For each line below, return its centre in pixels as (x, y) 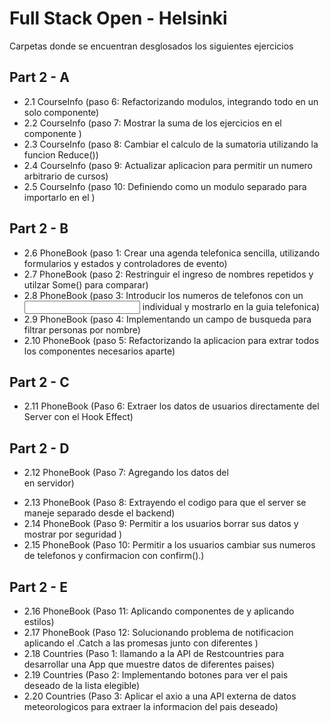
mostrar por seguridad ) (73, 534)
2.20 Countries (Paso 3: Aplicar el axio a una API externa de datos (160, 696)
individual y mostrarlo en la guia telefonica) (231, 306)
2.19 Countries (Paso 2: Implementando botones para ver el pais (156, 675)
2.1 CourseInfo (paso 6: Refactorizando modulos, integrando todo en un (171, 101)
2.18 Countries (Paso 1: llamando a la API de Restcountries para (153, 653)
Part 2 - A (39, 77)
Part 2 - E (38, 587)
